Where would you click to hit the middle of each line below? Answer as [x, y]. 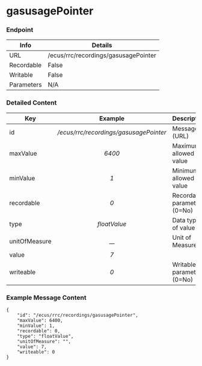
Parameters [26, 85]
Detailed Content [32, 103]
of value [184, 228]
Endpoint [20, 30]
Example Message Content [47, 297]
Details [102, 45]
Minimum [185, 171]
